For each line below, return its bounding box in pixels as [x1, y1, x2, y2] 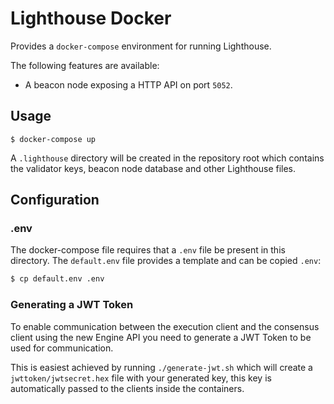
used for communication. [10, 342, 114, 354]
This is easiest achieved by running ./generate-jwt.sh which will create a [10, 361, 313, 373]
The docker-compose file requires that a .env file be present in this [10, 244, 286, 256]
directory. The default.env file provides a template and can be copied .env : [10, 255, 322, 267]
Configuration [10, 192, 100, 209]
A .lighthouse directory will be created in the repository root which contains [10, 152, 325, 164]
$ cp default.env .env [10, 274, 105, 284]
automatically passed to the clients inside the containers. [10, 382, 245, 394]
